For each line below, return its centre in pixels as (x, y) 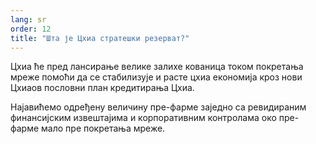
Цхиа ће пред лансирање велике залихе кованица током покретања (157, 67)
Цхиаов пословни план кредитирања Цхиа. (102, 88)
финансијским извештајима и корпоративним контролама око (143, 118)
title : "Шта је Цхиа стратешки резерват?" (100, 38)
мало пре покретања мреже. (103, 128)
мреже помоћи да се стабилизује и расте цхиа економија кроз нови (156, 77)
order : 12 (31, 29)
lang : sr (28, 19)
